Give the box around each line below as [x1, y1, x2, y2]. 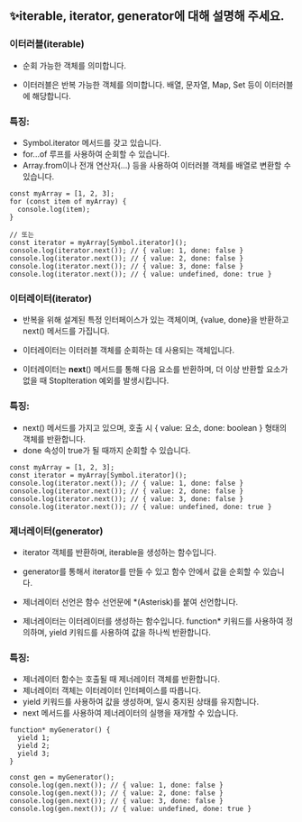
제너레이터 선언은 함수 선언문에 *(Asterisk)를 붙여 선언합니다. [22, 596, 239, 607]
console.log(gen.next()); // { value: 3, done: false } [9, 797, 224, 806]
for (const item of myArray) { [9, 196, 127, 205]
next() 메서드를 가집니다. [22, 325, 110, 336]
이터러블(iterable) [9, 38, 85, 50]
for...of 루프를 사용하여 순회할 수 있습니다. [22, 148, 169, 160]
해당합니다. [32, 90, 72, 101]
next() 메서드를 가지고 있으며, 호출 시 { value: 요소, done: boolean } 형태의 [22, 422, 287, 433]
